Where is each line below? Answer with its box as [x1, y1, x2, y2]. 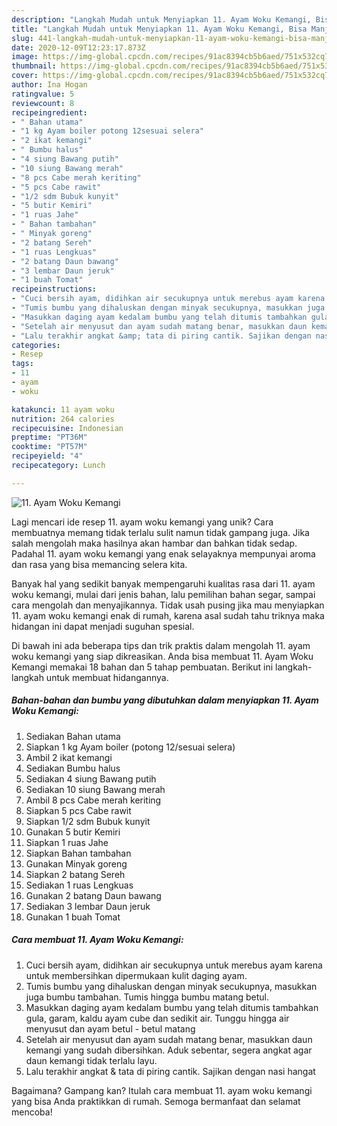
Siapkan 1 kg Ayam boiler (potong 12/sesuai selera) [25, 741, 236, 753]
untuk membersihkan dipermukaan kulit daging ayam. [25, 969, 248, 981]
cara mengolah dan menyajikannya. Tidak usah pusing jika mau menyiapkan [11, 599, 325, 611]
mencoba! [11, 1106, 53, 1118]
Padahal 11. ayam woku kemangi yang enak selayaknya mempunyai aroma [11, 547, 316, 560]
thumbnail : [11, 61, 57, 71]
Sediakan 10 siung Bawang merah [25, 783, 166, 795]
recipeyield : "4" [11, 451, 84, 461]
